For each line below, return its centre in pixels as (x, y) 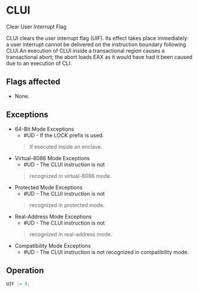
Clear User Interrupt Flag (36, 27)
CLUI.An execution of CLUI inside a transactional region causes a (85, 50)
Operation (25, 270)
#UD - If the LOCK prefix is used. (64, 135)
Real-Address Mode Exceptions (53, 216)
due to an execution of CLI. (39, 63)
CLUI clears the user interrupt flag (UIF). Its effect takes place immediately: (98, 38)
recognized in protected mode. (67, 205)
